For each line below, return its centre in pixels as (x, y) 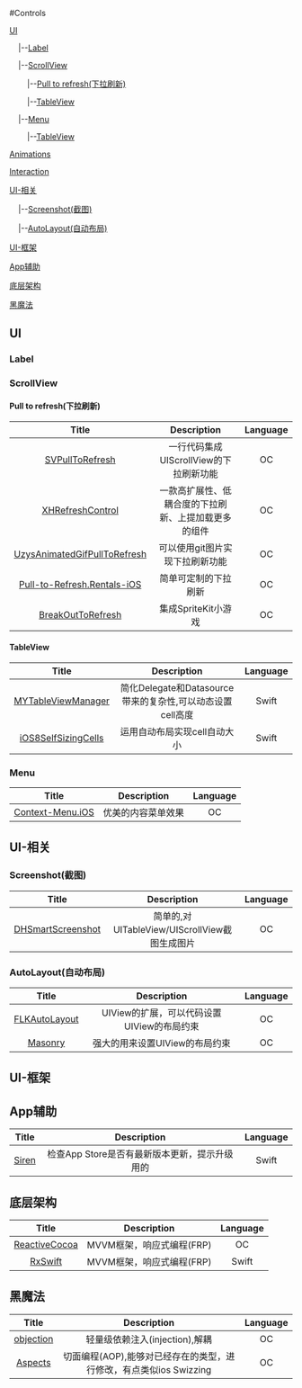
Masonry (46, 1043)
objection (34, 1339)
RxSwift (46, 1261)
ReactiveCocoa (46, 1244)
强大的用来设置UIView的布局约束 (162, 1043)
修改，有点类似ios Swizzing (154, 1369)
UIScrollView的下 (195, 461)
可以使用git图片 (191, 548)
